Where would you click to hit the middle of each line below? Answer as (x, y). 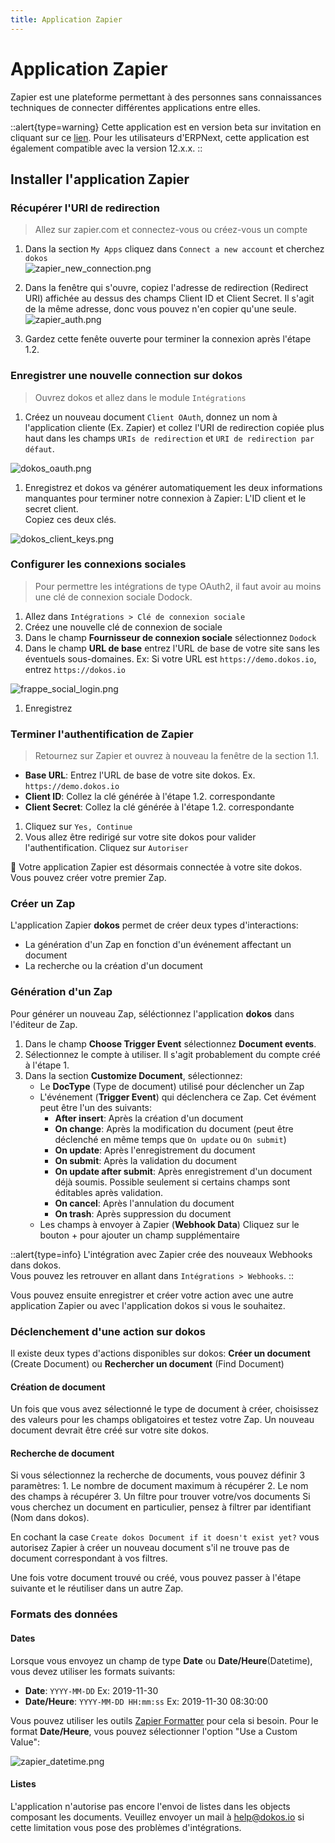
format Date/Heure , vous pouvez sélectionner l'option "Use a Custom (154, 1731)
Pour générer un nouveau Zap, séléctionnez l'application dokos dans (152, 1013)
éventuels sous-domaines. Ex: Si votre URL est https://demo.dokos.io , (170, 658)
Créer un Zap (43, 904)
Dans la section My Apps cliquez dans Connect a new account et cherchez (174, 249)
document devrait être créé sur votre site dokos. (110, 1430)
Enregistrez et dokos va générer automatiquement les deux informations (173, 487)
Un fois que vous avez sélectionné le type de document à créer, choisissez (164, 1409)
